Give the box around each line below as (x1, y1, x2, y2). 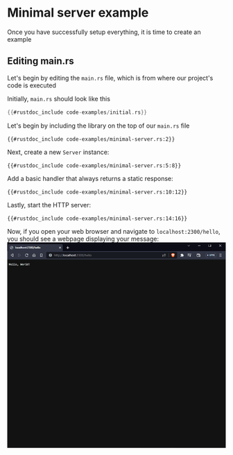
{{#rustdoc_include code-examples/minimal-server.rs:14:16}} (7, 215, 188, 222)
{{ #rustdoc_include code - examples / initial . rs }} (7, 109, 148, 116)
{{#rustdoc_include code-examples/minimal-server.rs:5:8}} (7, 162, 182, 169)
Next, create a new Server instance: (7, 148, 110, 156)
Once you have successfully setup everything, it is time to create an (7, 28, 201, 36)
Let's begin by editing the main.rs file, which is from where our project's (7, 74, 214, 82)
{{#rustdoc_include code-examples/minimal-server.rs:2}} (7, 135, 175, 143)
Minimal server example (7, 5, 149, 21)
